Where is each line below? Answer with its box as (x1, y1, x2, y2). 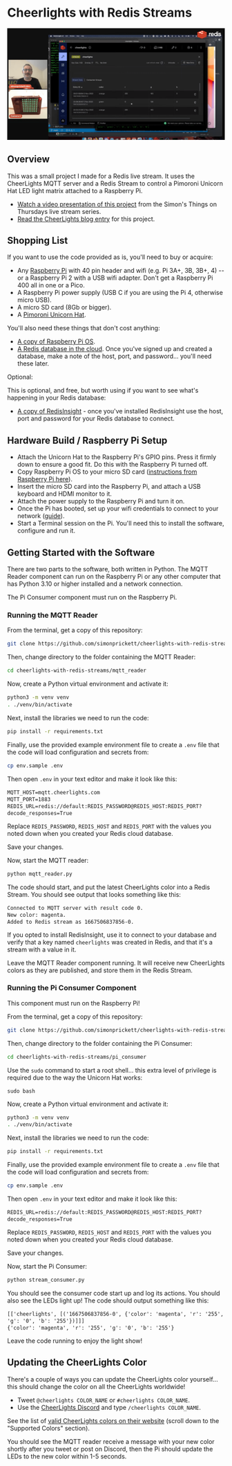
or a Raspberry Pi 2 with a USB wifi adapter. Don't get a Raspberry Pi (17, 274, 213, 282)
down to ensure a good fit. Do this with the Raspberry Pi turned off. (17, 461, 209, 469)
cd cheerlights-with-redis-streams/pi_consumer (7, 1053, 147, 1060)
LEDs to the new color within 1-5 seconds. (7, 1452, 127, 1460)
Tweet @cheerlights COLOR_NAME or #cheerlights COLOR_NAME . (17, 1395, 190, 1404)
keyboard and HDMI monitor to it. (17, 490, 113, 498)
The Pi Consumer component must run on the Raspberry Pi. (7, 593, 177, 602)
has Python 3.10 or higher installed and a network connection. (7, 580, 183, 588)
